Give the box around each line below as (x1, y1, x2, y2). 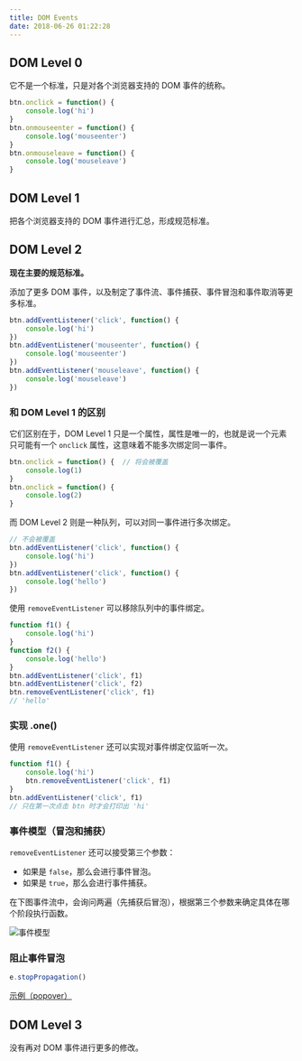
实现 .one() (9, 720, 58, 732)
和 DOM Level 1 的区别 (9, 405, 106, 418)
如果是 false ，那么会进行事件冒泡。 (22, 866, 156, 877)
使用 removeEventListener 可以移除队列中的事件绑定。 (9, 602, 209, 614)
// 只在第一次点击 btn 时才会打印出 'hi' (9, 801, 150, 811)
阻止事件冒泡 (9, 952, 66, 964)
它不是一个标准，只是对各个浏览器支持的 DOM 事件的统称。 (9, 80, 231, 91)
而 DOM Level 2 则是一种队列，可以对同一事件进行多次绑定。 (9, 517, 236, 528)
